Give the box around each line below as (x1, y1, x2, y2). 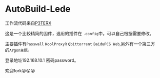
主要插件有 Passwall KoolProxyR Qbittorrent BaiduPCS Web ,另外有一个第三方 (5, 40, 155, 47)
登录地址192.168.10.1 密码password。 (5, 57, 79, 63)
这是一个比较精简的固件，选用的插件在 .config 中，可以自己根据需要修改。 (5, 30, 155, 36)
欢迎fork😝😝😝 (5, 67, 36, 74)
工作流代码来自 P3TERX (5, 20, 52, 26)
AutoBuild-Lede (5, 3, 71, 15)
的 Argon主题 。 (5, 47, 32, 53)
